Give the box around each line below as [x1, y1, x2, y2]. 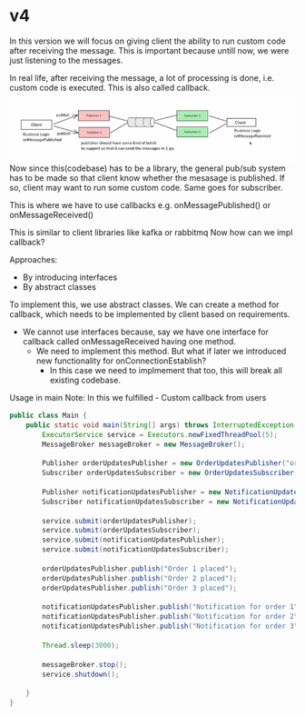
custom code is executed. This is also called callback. [9, 82, 211, 93]
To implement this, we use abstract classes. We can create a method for [9, 299, 280, 310]
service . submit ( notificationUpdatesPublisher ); [42, 535, 225, 545]
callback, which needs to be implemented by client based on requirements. [9, 308, 290, 319]
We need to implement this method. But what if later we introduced [35, 345, 287, 356]
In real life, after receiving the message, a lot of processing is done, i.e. [9, 72, 275, 83]
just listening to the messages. [9, 55, 123, 65]
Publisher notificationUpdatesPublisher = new [42, 487, 221, 496]
